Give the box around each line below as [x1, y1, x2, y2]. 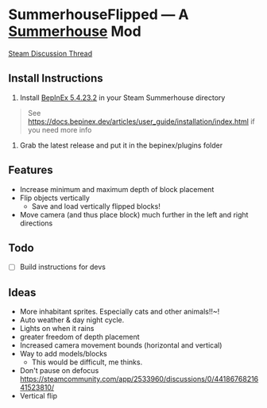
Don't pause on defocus [19, 366, 99, 375]
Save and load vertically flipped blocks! [31, 201, 161, 211]
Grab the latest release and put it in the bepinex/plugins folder [19, 140, 223, 150]
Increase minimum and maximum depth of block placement [19, 184, 215, 194]
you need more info [27, 125, 92, 134]
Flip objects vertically [19, 193, 90, 202]
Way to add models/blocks [19, 349, 107, 359]
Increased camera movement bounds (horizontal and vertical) [19, 341, 222, 350]
